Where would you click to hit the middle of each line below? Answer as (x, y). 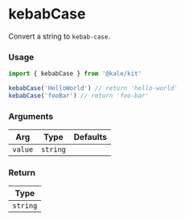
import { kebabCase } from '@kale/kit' (75, 74)
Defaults (90, 137)
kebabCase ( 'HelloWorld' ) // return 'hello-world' (93, 88)
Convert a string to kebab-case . (60, 36)
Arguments (31, 116)
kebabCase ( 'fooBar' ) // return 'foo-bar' (79, 96)
